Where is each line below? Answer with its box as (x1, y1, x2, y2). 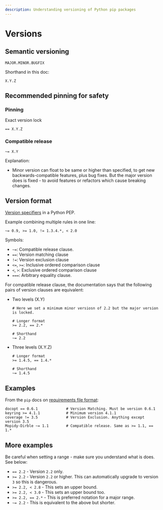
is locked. (12, 310, 35, 315)
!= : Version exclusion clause (12, 257, 69, 263)
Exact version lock (5, 118, 42, 123)
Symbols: (5, 237, 24, 243)
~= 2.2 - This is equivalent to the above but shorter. (12, 500, 116, 506)
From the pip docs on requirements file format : (5, 397, 99, 403)
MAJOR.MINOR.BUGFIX (5, 60, 45, 65)
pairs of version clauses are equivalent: (5, 287, 84, 293)
